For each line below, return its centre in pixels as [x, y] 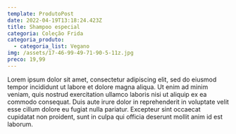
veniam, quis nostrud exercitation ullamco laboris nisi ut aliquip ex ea [107, 94]
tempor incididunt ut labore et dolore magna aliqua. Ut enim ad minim [108, 87]
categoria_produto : [36, 40]
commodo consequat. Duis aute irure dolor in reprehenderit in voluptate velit [118, 102]
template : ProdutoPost [41, 14]
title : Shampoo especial [44, 27]
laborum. [20, 124]
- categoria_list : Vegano [52, 46]
